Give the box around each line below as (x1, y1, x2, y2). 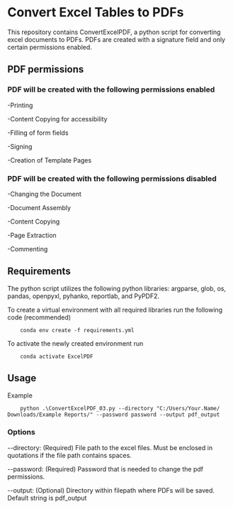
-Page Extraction (7, 231, 57, 239)
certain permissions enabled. (7, 43, 92, 51)
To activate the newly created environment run (7, 339, 144, 348)
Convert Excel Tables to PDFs (7, 4, 184, 21)
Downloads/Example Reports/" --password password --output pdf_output (7, 411, 220, 418)
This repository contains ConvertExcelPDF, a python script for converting (7, 28, 221, 36)
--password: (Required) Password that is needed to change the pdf (7, 464, 204, 473)
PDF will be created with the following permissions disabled (7, 173, 217, 183)
